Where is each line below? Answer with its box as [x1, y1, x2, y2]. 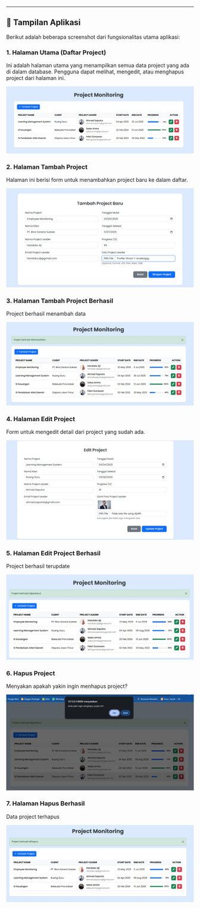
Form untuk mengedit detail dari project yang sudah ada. [6, 428, 146, 436]
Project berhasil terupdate [6, 562, 70, 570]
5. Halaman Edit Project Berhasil [6, 549, 101, 557]
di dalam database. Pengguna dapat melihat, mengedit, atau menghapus [6, 68, 185, 75]
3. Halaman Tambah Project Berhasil [6, 297, 114, 305]
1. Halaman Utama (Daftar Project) [6, 48, 107, 57]
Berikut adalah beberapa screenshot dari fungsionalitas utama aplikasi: [6, 33, 180, 41]
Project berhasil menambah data [6, 310, 86, 317]
